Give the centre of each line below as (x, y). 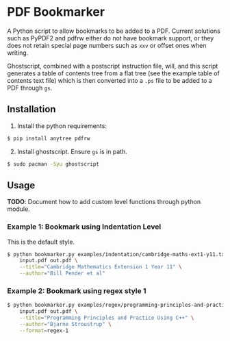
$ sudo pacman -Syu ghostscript (53, 164)
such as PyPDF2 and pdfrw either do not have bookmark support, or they (111, 38)
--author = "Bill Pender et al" (63, 274)
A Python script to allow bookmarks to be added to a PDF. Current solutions (114, 31)
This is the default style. (41, 242)
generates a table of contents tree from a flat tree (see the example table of (114, 73)
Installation (31, 109)
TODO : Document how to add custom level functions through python (104, 202)
